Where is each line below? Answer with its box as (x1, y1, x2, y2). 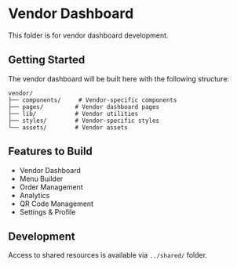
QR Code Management (19, 199, 94, 208)
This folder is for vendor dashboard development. (8, 31, 169, 40)
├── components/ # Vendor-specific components (8, 96, 177, 104)
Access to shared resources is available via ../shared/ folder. (8, 251, 208, 260)
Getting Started (8, 53, 86, 67)
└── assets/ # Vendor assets (8, 123, 128, 132)
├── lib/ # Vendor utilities (8, 110, 139, 117)
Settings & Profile (19, 207, 76, 216)
